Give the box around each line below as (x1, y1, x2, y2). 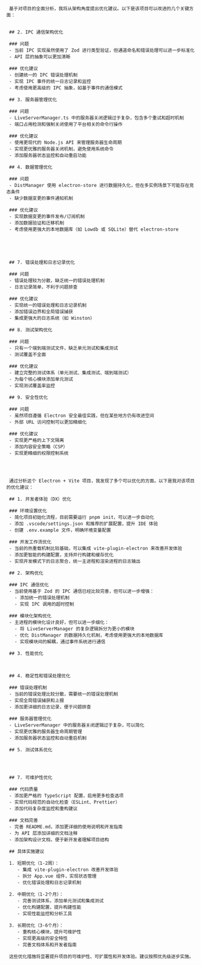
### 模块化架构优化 (8, 613, 52, 619)
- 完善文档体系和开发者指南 (17, 942, 77, 948)
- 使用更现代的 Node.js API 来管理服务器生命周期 (8, 140, 122, 146)
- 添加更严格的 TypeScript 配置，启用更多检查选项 (8, 793, 124, 799)
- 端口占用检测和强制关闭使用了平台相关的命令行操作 (8, 121, 123, 127)
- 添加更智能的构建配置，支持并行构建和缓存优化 (8, 552, 114, 558)
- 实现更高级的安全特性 (17, 935, 68, 941)
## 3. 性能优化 (8, 651, 44, 657)
